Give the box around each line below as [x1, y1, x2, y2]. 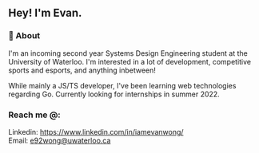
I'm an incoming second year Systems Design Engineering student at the [8, 48, 248, 58]
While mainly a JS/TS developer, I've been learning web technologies [8, 80, 237, 90]
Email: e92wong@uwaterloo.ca [8, 135, 111, 145]
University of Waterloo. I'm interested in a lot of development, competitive [8, 57, 252, 66]
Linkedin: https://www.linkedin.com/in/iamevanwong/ [8, 127, 184, 136]
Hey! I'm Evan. [8, 6, 82, 20]
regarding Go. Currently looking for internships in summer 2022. [8, 89, 220, 99]
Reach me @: [8, 109, 62, 120]
